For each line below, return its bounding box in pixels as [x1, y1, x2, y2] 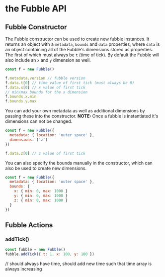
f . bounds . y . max [5, 99, 37, 104]
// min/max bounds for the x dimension [5, 90, 88, 94]
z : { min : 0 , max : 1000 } [14, 197, 68, 203]
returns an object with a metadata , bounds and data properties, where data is [5, 41, 160, 47]
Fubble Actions [5, 221, 53, 229]
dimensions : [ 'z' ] [9, 137, 48, 142]
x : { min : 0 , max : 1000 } [14, 188, 68, 194]
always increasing [5, 266, 42, 272]
